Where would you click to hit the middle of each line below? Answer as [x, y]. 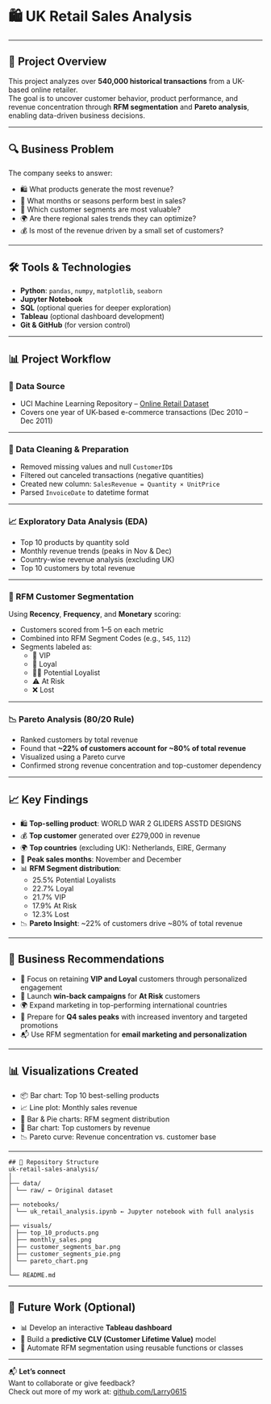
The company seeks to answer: [60, 173]
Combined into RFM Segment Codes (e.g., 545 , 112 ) [105, 638]
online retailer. [54, 90]
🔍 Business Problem [61, 150]
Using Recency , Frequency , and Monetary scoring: [95, 614]
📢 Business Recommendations [86, 960]
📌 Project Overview [58, 62]
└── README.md [32, 1275]
